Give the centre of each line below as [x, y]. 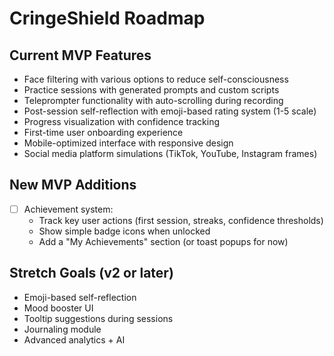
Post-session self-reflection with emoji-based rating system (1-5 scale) [170, 111]
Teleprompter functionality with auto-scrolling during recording [153, 100]
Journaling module [62, 329]
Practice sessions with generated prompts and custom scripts [151, 90]
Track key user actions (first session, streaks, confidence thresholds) [181, 220]
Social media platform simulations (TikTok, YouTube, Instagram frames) [170, 153]
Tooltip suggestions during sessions [98, 318]
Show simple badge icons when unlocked [124, 231]
